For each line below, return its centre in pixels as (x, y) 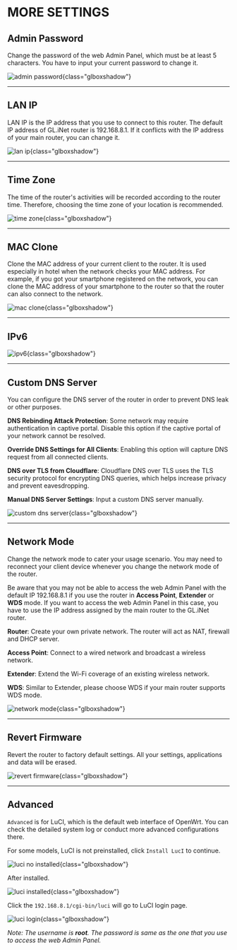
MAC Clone (33, 247)
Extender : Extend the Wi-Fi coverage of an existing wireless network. (109, 674)
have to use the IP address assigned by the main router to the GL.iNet (108, 610)
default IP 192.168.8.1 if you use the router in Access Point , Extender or (111, 595)
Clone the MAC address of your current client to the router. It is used (107, 264)
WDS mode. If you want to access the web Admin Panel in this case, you (113, 602)
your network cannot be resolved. (56, 436)
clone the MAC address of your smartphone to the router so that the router (116, 286)
